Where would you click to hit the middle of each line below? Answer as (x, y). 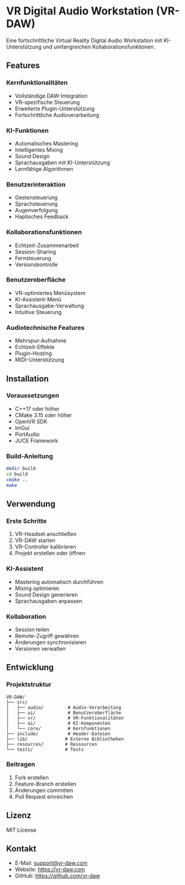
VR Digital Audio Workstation (80, 11)
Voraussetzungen (33, 396)
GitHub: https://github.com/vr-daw (57, 876)
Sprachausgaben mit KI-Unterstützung (62, 162)
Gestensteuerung (36, 198)
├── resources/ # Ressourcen (52, 744)
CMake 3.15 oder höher (43, 415)
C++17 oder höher (37, 408)
